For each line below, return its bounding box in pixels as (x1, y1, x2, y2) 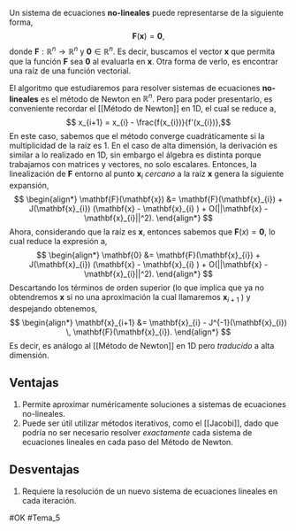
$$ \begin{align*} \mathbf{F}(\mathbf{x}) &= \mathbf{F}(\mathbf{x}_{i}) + (13, 194, 284, 204)
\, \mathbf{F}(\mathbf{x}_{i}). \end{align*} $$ (65, 327, 231, 337)
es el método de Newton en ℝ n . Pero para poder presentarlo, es (40, 92, 273, 104)
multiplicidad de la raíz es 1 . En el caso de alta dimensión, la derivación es (9, 141, 278, 151)
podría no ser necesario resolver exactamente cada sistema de (21, 427, 253, 437)
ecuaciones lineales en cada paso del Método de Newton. (21, 436, 234, 447)
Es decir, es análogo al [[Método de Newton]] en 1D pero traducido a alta (9, 340, 275, 350)
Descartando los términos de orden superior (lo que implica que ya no (9, 282, 265, 293)
